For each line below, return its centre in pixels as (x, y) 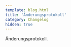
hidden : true (19, 24)
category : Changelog (27, 19)
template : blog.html (27, 10)
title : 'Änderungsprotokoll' (36, 15)
